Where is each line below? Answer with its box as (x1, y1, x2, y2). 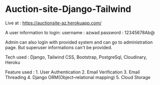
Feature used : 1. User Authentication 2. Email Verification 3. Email (5, 69, 140, 75)
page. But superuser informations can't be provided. (5, 44, 113, 50)
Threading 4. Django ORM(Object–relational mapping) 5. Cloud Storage (5, 74, 151, 80)
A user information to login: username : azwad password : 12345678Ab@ (5, 29, 155, 35)
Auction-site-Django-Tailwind (5, 3, 132, 15)
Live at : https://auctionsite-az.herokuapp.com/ (5, 20, 102, 26)
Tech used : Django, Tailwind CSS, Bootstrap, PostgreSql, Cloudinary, (5, 54, 148, 60)
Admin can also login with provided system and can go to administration (5, 39, 153, 45)
